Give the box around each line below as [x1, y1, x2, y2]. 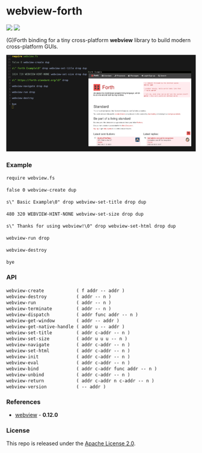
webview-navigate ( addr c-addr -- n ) [6, 341, 130, 348]
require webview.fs [6, 175, 55, 181]
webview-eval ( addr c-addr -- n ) [6, 359, 130, 366]
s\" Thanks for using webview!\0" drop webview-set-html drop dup [6, 223, 176, 230]
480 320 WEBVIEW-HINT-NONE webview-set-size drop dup [6, 211, 144, 217]
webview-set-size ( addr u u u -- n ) [6, 335, 128, 342]
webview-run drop [6, 236, 50, 242]
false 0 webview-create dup [6, 187, 77, 193]
